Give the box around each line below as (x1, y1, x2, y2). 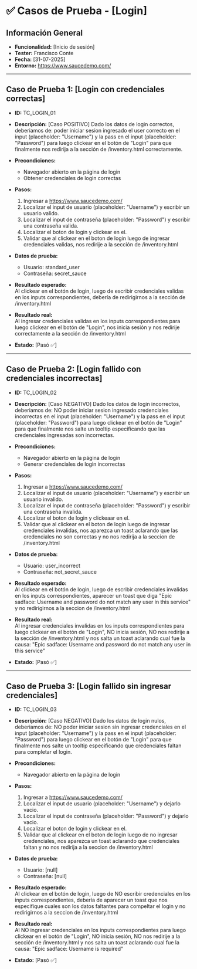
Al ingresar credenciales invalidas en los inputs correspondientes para (14, 622, 185, 629)
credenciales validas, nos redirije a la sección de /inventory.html (23, 240, 179, 248)
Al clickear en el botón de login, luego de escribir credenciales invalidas (14, 585, 188, 593)
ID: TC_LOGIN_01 (14, 109, 56, 116)
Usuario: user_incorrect (23, 562, 80, 569)
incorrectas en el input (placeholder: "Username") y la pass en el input (14, 412, 185, 420)
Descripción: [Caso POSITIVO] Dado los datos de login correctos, (14, 120, 175, 127)
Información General (6, 28, 83, 38)
